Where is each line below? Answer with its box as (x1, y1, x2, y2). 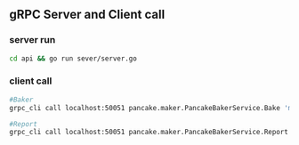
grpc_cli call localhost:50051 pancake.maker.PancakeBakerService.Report (9, 128, 289, 137)
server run (9, 34, 56, 46)
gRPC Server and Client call (9, 7, 166, 22)
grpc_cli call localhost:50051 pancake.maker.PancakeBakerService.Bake (9, 103, 280, 112)
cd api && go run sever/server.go (9, 53, 138, 63)
